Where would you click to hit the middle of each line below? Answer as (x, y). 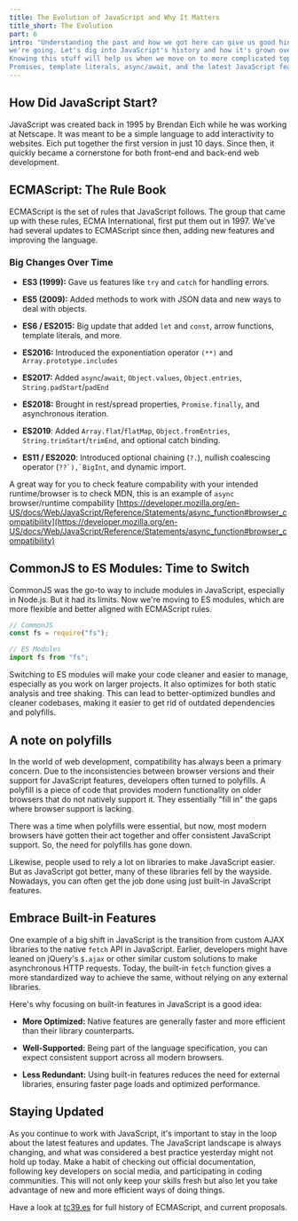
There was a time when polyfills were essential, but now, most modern (138, 826)
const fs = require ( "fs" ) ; (59, 633)
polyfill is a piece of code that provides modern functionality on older (135, 789)
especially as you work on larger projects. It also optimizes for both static (143, 684)
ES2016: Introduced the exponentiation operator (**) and (127, 353)
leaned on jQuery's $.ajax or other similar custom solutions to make (133, 958)
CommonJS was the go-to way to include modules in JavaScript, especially (147, 590)
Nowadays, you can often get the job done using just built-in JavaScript (140, 881)
